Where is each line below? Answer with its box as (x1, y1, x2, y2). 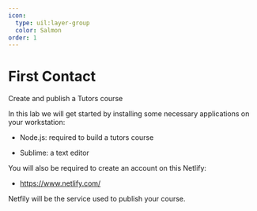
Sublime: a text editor (19, 148, 89, 158)
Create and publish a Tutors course (8, 94, 123, 104)
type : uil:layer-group (15, 19, 90, 27)
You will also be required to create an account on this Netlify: (8, 164, 207, 173)
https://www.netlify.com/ (19, 179, 101, 188)
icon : (8, 11, 26, 20)
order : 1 (8, 33, 37, 42)
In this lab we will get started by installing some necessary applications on (8, 109, 250, 119)
